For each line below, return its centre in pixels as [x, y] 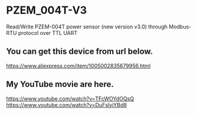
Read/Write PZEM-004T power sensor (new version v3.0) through [87, 27]
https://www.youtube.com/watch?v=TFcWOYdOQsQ [70, 99]
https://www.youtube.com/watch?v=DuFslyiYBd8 [66, 105]
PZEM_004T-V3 [47, 10]
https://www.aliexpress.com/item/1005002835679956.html [78, 66]
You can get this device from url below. [80, 52]
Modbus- [180, 27]
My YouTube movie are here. [60, 84]
